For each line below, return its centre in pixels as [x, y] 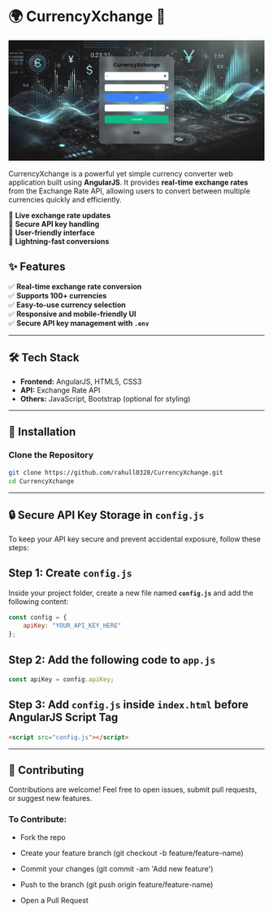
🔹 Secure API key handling [54, 224]
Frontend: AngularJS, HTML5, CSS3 [81, 381]
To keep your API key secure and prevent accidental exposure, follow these [135, 539]
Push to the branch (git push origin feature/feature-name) [117, 885]
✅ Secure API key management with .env [79, 323]
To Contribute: [38, 820]
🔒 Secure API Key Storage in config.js [106, 515]
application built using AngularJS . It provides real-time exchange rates [128, 182]
